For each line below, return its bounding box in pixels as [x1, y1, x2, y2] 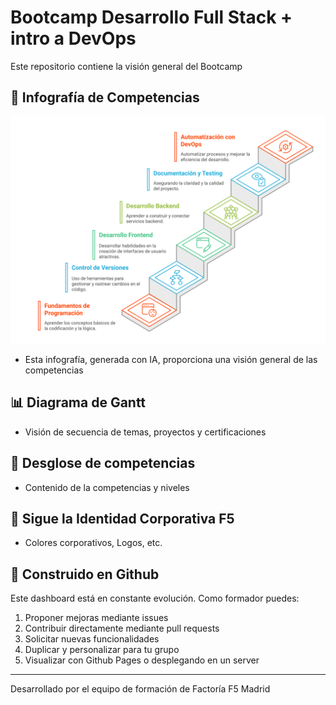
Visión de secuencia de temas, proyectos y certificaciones [24, 426, 267, 438]
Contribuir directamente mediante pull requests [24, 622, 220, 635]
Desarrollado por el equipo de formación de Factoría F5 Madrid [10, 683, 271, 695]
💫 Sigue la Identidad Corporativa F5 [10, 511, 235, 527]
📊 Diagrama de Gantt [10, 394, 147, 411]
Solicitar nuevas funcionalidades [24, 633, 160, 645]
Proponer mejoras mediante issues [24, 612, 169, 624]
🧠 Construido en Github [10, 566, 160, 583]
